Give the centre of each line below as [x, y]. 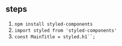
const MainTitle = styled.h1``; [55, 37]
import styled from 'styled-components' [66, 30]
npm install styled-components [53, 24]
